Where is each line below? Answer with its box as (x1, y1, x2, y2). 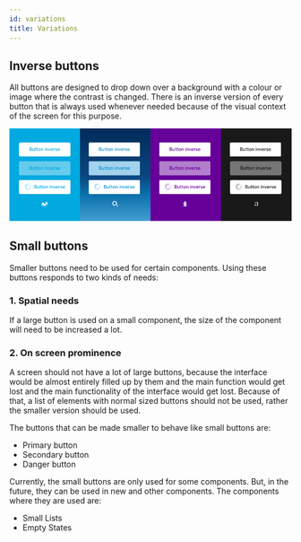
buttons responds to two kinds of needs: (9, 272, 159, 283)
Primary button (21, 440, 78, 450)
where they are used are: (9, 495, 102, 506)
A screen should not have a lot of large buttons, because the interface (9, 367, 268, 378)
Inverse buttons (9, 58, 100, 74)
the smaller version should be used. (9, 405, 142, 416)
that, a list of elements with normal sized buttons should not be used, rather (9, 396, 288, 406)
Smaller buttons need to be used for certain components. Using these (9, 262, 267, 273)
